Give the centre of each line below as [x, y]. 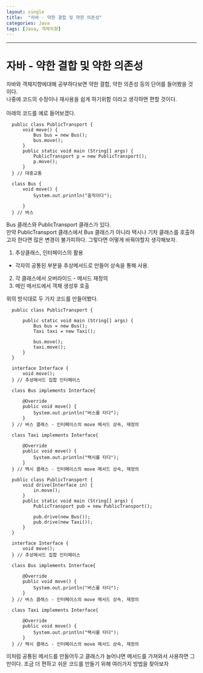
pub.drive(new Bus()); [62, 517]
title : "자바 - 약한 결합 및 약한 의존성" [54, 18]
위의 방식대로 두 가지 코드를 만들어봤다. [52, 299]
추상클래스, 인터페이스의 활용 [49, 253]
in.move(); [47, 490]
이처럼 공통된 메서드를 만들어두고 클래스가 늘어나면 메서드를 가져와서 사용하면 [98, 656]
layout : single [25, 12]
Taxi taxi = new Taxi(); [64, 331]
